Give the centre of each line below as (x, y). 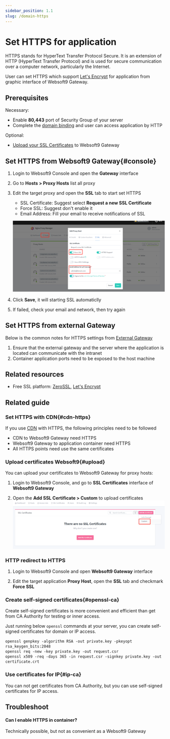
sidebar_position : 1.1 (29, 11)
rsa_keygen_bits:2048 (28, 646)
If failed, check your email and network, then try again (69, 310)
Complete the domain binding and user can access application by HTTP (88, 126)
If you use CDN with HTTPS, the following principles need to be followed (81, 428)
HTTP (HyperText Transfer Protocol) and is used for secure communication (83, 61)
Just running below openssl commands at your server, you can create (78, 626)
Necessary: (17, 110)
